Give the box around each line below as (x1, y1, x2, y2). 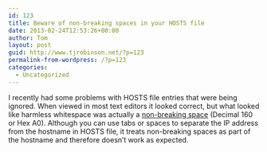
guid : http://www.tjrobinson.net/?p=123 (8, 49, 145, 57)
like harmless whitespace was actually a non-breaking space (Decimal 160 (8, 109, 253, 119)
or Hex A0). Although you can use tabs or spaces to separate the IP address (8, 118, 259, 127)
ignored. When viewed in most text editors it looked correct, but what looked (8, 101, 260, 111)
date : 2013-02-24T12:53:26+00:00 (8, 26, 120, 34)
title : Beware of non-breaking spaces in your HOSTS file (8, 19, 205, 27)
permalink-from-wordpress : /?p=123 (8, 57, 127, 64)
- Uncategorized (15, 71, 69, 79)
